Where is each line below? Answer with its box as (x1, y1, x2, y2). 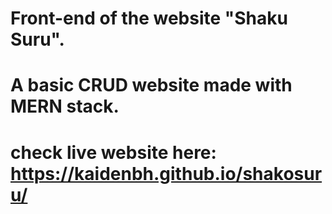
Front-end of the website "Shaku (10, 7, 288, 30)
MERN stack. (10, 95, 120, 118)
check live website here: (10, 141, 217, 164)
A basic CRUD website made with (10, 74, 293, 97)
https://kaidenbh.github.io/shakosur (10, 162, 323, 185)
